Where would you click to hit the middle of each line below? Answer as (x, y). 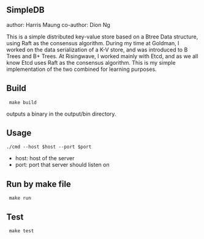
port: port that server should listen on (62, 165)
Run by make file (39, 184)
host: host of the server (45, 158)
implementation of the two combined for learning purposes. (82, 69)
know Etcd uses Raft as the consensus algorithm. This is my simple (91, 62)
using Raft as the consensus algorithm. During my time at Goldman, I (93, 43)
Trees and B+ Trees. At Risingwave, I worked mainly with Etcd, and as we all (102, 56)
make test (21, 231)
